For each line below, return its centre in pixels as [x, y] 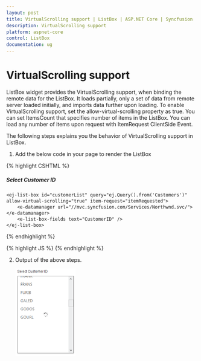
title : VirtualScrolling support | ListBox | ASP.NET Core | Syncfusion [100, 19]
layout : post [23, 13]
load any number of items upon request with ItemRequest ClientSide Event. [100, 124]
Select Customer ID [31, 180]
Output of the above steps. [48, 259]
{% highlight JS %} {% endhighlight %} [55, 248]
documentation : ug [29, 45]
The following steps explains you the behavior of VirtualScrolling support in [100, 135]
